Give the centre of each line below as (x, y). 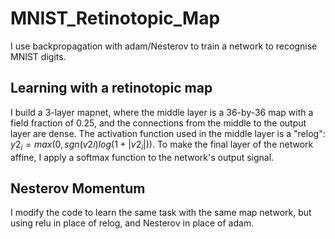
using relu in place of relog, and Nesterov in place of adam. (132, 223)
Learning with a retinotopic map (111, 88)
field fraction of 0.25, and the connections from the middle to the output (158, 123)
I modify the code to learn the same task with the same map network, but (161, 213)
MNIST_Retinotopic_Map (115, 18)
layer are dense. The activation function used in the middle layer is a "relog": (168, 133)
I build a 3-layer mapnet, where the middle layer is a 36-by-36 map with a (162, 112)
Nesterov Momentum (78, 188)
